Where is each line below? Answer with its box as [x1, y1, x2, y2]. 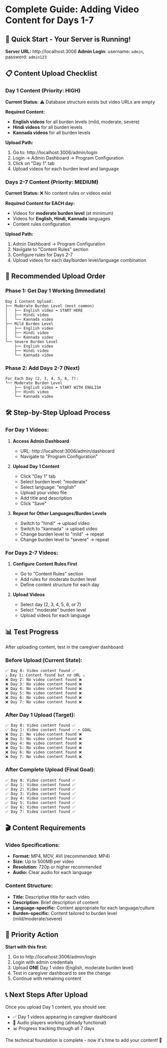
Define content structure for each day [20, 582, 100, 588]
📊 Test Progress [5, 628, 59, 636]
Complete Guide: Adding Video [5, 4, 139, 15]
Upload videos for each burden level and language [12, 165, 119, 172]
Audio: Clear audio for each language [12, 869, 92, 876]
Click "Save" [20, 500, 47, 506]
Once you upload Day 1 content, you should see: [5, 1004, 107, 1010]
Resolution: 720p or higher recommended [12, 864, 102, 870]
